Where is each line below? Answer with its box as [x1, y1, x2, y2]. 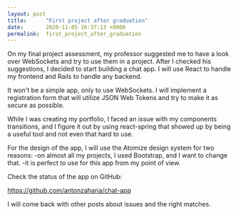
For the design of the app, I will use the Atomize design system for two [7, 143, 215, 153]
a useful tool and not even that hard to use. [7, 130, 134, 138]
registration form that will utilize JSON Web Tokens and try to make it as [7, 94, 219, 102]
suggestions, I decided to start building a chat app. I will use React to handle [7, 65, 232, 73]
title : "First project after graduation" [7, 17, 148, 24]
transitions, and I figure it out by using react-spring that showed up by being [7, 122, 232, 131]
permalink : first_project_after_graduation [7, 30, 142, 38]
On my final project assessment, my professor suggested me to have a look [7, 50, 229, 58]
